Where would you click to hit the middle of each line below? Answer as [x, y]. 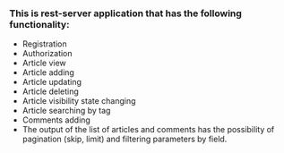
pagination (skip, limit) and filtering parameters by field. [125, 139]
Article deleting [50, 91]
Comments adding [56, 120]
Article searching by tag [66, 111]
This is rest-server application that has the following [125, 13]
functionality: [39, 24]
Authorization [47, 54]
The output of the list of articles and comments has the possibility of [148, 130]
